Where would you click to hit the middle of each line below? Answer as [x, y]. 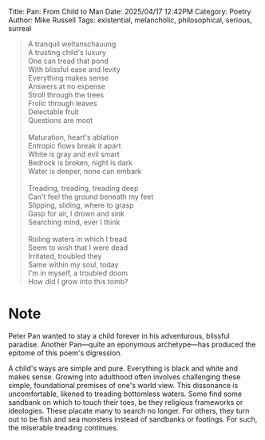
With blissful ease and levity [74, 69]
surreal [20, 28]
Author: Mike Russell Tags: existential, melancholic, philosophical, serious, [131, 20]
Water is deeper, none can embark [85, 171]
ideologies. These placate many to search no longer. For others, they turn [129, 410]
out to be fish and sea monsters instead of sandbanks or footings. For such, [133, 419]
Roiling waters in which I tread [77, 239]
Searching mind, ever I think [74, 222]
